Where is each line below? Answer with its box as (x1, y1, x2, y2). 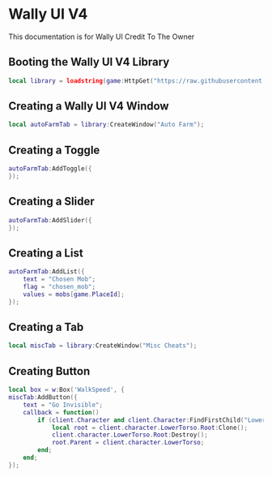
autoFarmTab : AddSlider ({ (8, 216, 92, 224)
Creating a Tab (8, 320, 84, 334)
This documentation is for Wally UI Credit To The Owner (8, 32, 195, 41)
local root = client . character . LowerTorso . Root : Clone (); (51, 423, 249, 432)
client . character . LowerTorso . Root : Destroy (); (51, 431, 208, 439)
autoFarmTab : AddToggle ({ (8, 165, 92, 173)
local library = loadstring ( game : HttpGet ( (8, 76, 154, 85)
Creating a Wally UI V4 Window (8, 99, 169, 114)
